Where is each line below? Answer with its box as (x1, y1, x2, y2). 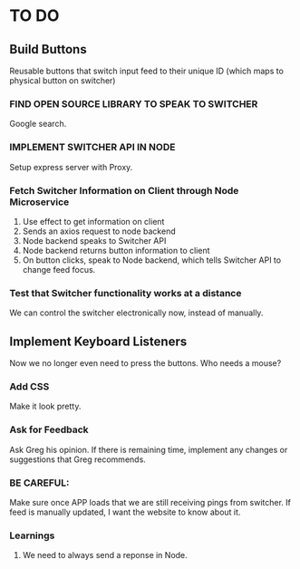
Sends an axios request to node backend (22, 226, 176, 236)
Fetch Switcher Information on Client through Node (9, 184, 239, 197)
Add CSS (9, 380, 50, 392)
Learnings (9, 529, 55, 542)
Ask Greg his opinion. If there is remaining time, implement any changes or (9, 444, 288, 455)
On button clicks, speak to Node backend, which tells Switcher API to (22, 255, 282, 265)
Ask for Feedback (9, 423, 89, 436)
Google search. (9, 119, 67, 130)
